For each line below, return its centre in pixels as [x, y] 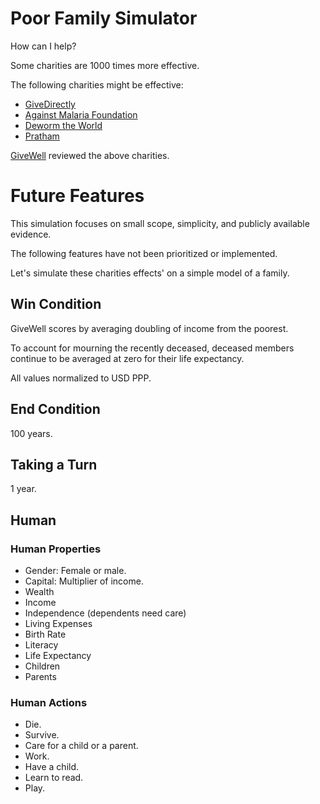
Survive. [42, 735]
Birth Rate [45, 634]
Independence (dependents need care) [105, 613]
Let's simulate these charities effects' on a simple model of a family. [150, 273]
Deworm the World [63, 125]
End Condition [55, 409]
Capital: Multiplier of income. [84, 581]
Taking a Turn [54, 464]
